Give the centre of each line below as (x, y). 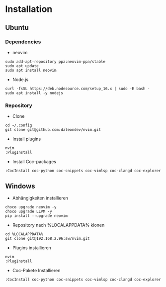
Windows (20, 186)
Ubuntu (17, 28)
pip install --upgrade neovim (37, 216)
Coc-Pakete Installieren (36, 270)
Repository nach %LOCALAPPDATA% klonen (58, 225)
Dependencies (23, 42)
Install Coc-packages (34, 162)
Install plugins (27, 139)
